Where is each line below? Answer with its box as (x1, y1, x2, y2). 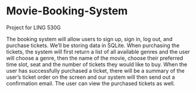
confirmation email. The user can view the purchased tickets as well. (6, 79, 175, 87)
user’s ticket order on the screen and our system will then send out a (6, 73, 175, 80)
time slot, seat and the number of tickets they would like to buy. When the (6, 61, 188, 68)
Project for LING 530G (6, 24, 61, 31)
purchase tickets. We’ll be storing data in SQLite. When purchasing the (6, 42, 180, 49)
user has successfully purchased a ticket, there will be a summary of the (6, 67, 185, 74)
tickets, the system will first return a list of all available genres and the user (6, 48, 190, 55)
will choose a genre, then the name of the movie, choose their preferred (6, 54, 183, 61)
